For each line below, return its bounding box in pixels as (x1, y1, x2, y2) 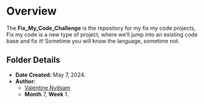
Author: (15, 77, 36, 85)
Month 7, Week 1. (24, 90, 69, 98)
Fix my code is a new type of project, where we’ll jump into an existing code (6, 30, 198, 38)
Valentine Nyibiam (24, 84, 70, 91)
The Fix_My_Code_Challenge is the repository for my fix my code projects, (6, 24, 196, 32)
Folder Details (6, 55, 61, 65)
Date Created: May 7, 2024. (15, 71, 86, 78)
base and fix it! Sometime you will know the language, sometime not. (6, 37, 179, 44)
